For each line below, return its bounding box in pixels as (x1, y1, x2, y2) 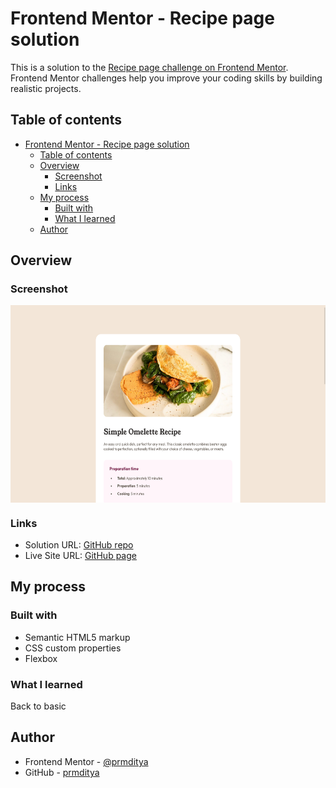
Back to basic (10, 700, 67, 712)
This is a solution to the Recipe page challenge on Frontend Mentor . (10, 61, 289, 73)
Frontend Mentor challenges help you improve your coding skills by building (10, 72, 323, 84)
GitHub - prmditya (24, 766, 100, 778)
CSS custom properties (24, 642, 122, 654)
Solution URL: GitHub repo (24, 539, 134, 551)
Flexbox (24, 652, 58, 664)
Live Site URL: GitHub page (24, 550, 137, 562)
